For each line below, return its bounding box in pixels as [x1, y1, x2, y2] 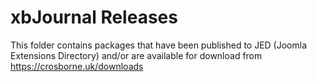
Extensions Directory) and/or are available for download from [10, 49, 263, 61]
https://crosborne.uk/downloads [10, 60, 144, 72]
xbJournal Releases [10, 6, 178, 29]
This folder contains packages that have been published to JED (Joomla [10, 39, 308, 51]
